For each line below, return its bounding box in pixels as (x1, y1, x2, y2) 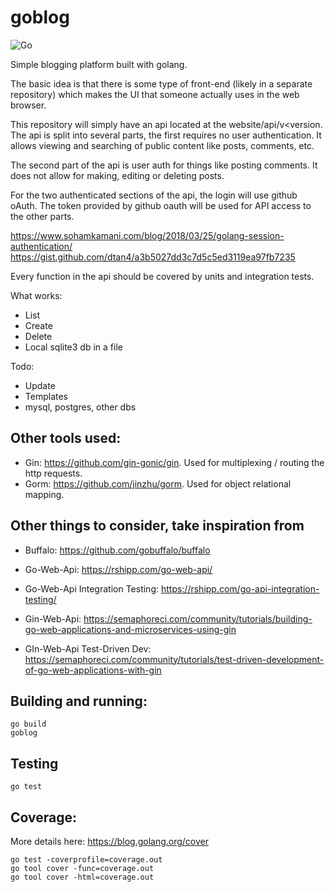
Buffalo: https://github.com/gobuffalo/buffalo (24, 544, 211, 556)
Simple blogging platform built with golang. (10, 58, 188, 70)
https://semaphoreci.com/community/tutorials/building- (83, 612, 313, 625)
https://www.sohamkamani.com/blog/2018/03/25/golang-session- (10, 229, 285, 241)
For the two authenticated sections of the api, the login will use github (10, 189, 298, 201)
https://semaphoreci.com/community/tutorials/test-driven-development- (24, 653, 325, 665)
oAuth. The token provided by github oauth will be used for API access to (10, 199, 312, 211)
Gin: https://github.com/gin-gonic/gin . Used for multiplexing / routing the (24, 456, 325, 468)
